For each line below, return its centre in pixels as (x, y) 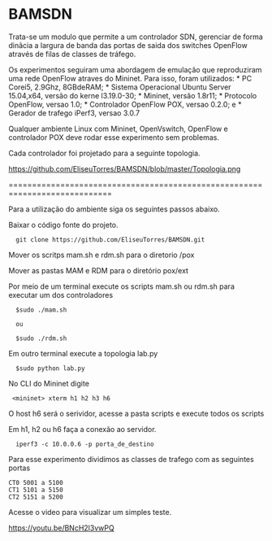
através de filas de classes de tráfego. (72, 54)
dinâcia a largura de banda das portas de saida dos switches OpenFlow (128, 45)
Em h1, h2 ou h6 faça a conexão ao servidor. (82, 429)
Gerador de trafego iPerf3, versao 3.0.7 (74, 113)
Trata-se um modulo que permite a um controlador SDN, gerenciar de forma (136, 37)
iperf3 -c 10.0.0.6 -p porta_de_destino (85, 444)
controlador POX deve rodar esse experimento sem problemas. (114, 137)
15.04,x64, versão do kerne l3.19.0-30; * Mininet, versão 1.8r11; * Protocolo (133, 95)
